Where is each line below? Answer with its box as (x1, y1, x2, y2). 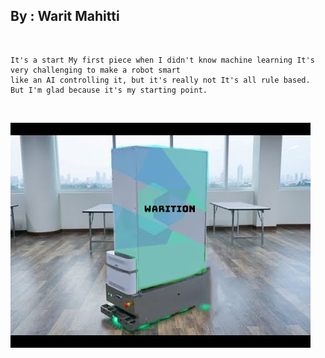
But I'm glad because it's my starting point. (10, 85, 208, 95)
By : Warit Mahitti (10, 8, 120, 25)
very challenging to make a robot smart (10, 65, 182, 75)
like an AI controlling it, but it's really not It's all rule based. (10, 75, 311, 85)
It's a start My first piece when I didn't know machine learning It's (10, 55, 315, 65)
